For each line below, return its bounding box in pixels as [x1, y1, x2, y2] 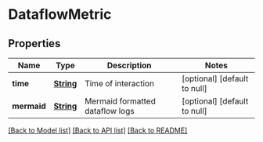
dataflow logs [85, 106, 135, 116]
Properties [8, 37, 61, 50]
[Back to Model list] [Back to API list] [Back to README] [8, 126, 188, 135]
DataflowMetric [8, 5, 112, 24]
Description [106, 60, 152, 71]
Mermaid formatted [85, 96, 157, 107]
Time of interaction [85, 78, 155, 89]
